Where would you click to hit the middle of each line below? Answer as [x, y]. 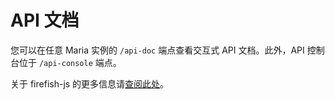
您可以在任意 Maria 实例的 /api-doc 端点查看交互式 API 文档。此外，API [157, 50]
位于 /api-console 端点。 [70, 62]
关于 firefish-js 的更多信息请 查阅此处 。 [90, 83]
